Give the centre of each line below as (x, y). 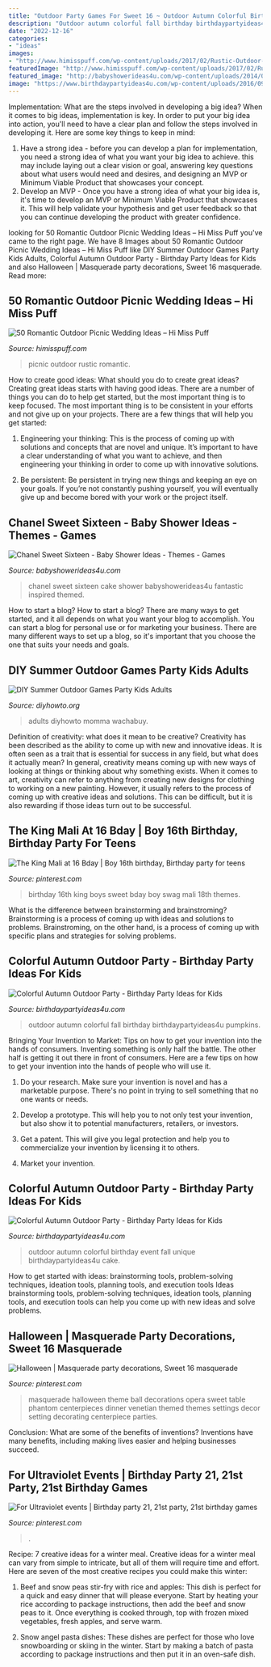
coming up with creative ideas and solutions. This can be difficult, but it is (131, 797)
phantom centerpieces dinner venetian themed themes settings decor (144, 1408)
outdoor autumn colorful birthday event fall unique (112, 1252)
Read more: (27, 275)
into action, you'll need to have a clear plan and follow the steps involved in (133, 124)
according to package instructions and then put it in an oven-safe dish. (138, 1654)
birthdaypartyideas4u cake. (74, 1261)
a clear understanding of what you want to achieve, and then (121, 456)
